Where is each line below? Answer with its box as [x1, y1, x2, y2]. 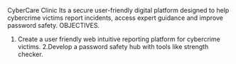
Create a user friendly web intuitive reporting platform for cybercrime [17, 35, 220, 43]
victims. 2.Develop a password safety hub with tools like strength [17, 43, 209, 50]
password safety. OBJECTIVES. [7, 21, 100, 29]
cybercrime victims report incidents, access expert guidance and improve [7, 14, 224, 22]
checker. [17, 50, 44, 58]
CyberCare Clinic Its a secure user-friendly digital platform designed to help [7, 6, 230, 14]
